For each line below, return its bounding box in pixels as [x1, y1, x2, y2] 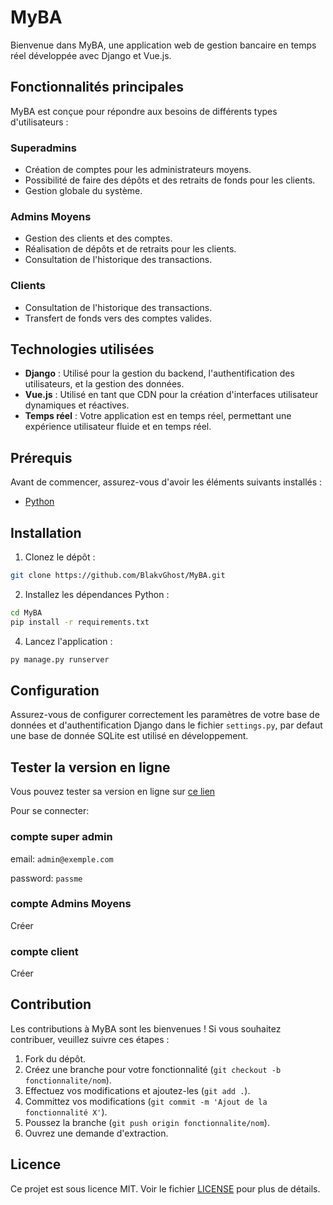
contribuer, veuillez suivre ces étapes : [10, 1033, 170, 1045]
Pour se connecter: [10, 805, 90, 817]
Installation [10, 524, 82, 541]
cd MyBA [10, 607, 43, 618]
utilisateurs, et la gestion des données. [24, 378, 185, 390]
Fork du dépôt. [24, 1052, 87, 1065]
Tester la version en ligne [10, 759, 171, 776]
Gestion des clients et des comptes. [24, 232, 173, 245]
